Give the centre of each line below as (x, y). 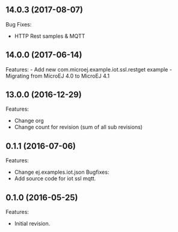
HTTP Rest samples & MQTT (50, 36)
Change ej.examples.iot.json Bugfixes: (62, 172)
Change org (29, 121)
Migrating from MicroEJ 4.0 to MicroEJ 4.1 (57, 76)
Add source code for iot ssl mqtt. (55, 179)
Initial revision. (32, 224)
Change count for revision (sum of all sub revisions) (78, 127)
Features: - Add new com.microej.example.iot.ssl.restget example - (89, 69)
